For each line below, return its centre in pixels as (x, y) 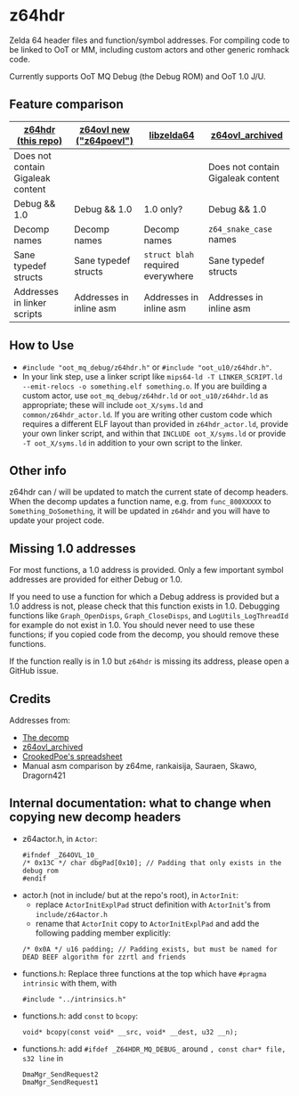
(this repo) (39, 141)
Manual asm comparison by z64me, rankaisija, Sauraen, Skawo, (139, 766)
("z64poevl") (104, 141)
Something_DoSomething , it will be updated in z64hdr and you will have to (140, 511)
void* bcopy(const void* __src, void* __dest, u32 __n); (130, 1032)
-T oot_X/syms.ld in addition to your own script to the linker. (132, 443)
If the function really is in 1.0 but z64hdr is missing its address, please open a (149, 661)
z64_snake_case (240, 229)
